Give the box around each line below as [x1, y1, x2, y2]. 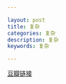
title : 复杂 [7, 23, 40, 30]
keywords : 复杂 [7, 43, 50, 50]
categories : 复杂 [7, 30, 56, 37]
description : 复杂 [7, 36, 59, 43]
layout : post [7, 16, 46, 23]
